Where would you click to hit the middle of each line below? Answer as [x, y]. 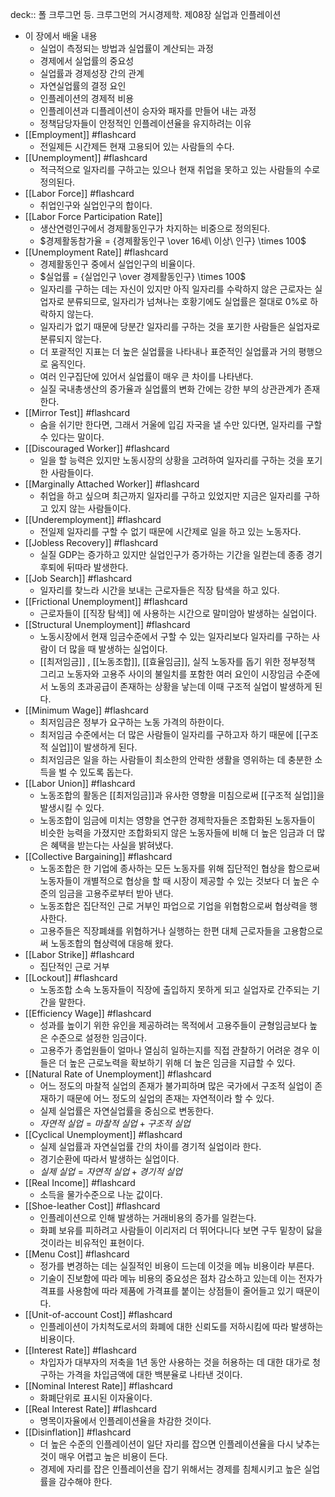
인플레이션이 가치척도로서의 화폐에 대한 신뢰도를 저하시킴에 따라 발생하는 [181, 1326]
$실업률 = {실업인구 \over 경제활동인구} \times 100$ [143, 276]
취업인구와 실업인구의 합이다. [96, 205]
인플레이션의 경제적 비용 [87, 98]
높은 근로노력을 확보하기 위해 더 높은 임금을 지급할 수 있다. [182, 1062]
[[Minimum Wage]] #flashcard [86, 710]
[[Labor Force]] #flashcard [79, 193]
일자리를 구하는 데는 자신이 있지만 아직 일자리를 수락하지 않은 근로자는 [176, 289]
